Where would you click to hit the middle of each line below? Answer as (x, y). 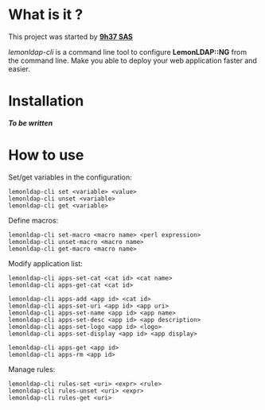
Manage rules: (32, 369)
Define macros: (33, 220)
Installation (46, 101)
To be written (31, 123)
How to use (46, 155)
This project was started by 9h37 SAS (71, 37)
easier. (19, 68)
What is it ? (46, 15)
